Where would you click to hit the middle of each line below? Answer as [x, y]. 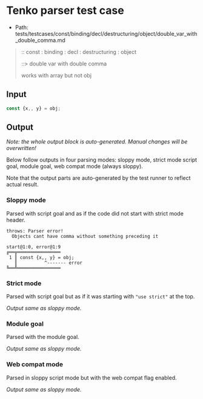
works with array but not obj [56, 75]
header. [16, 220]
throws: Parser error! [35, 231]
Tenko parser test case [65, 11]
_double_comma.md [40, 40]
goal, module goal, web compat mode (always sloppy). [75, 167]
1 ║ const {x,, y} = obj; [42, 257]
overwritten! [21, 148]
